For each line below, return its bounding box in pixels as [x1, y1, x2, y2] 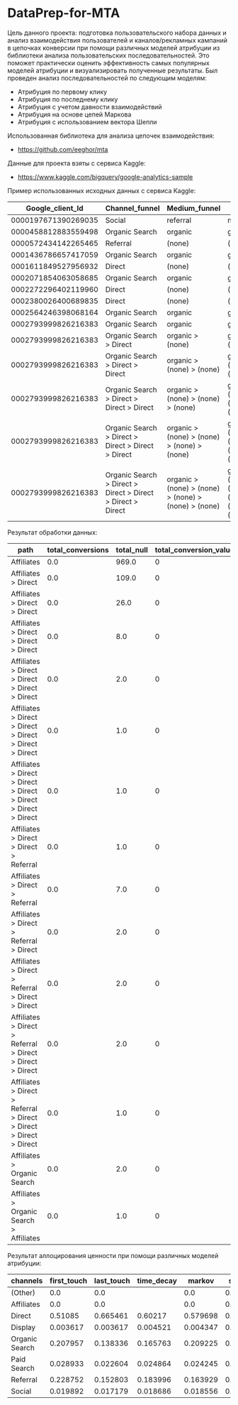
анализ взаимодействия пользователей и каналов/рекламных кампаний [7, 35, 228, 44]
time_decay [137, 1276, 177, 1286]
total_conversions [47, 545, 109, 554]
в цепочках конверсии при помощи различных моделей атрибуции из [7, 43, 220, 52]
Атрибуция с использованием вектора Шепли [17, 117, 157, 126]
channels [11, 1276, 43, 1286]
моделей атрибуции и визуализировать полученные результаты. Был [7, 66, 218, 75]
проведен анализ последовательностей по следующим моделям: [7, 73, 207, 82]
